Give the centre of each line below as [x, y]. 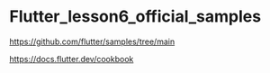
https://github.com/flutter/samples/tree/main [92, 41]
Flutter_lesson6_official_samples [135, 17]
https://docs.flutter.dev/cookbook [72, 59]
